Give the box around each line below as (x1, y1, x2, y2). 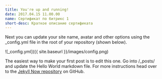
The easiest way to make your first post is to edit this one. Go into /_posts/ (5, 58, 155, 64)
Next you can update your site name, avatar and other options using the (5, 34, 150, 40)
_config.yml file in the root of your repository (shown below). (5, 39, 127, 45)
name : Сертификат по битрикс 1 (5, 16, 69, 21)
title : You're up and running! (5, 7, 69, 12)
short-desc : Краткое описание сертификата (5, 20, 93, 26)
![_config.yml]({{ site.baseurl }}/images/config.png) (5, 49, 109, 55)
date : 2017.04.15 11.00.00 (5, 12, 60, 17)
